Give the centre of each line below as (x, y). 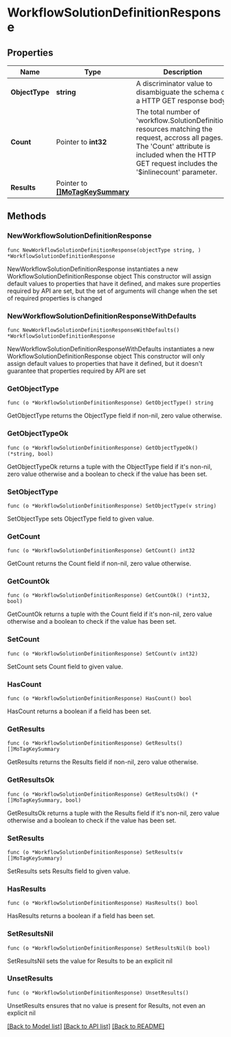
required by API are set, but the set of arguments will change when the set (112, 291)
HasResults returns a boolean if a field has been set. (81, 916)
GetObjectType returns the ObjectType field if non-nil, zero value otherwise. (114, 416)
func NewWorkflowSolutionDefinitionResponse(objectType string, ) (104, 250)
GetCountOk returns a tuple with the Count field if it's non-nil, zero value (110, 614)
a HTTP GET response (172, 101)
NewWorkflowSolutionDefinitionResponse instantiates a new (93, 269)
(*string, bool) (30, 454)
